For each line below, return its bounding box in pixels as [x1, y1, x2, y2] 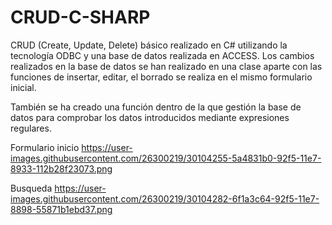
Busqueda [10, 182, 53, 194]
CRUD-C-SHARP [10, 6, 151, 29]
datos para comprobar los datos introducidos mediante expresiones [10, 111, 290, 123]
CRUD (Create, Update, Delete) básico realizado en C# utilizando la [10, 39, 288, 51]
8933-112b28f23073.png [10, 162, 113, 175]
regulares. [10, 122, 52, 134]
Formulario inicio [10, 141, 80, 153]
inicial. [10, 81, 37, 93]
